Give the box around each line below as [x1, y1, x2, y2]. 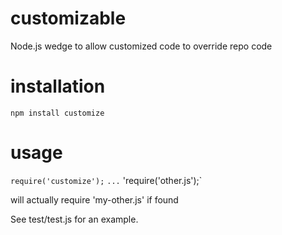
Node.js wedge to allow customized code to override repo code [10, 40, 273, 52]
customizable [10, 7, 127, 30]
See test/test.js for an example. [10, 213, 139, 225]
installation [10, 75, 106, 98]
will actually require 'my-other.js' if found [10, 193, 179, 206]
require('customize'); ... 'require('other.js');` [10, 174, 203, 186]
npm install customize [10, 108, 105, 118]
